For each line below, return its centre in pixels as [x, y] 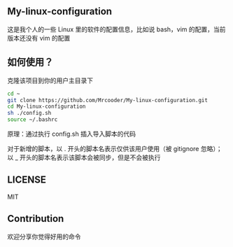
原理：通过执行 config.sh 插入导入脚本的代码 [72, 134]
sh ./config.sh [29, 113]
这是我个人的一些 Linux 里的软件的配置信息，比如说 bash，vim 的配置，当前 [116, 29]
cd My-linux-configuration [47, 107]
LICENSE [27, 180]
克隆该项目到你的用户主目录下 [50, 80]
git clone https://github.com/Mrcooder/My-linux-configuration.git [108, 100]
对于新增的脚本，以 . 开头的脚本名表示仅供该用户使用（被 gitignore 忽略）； [115, 149]
